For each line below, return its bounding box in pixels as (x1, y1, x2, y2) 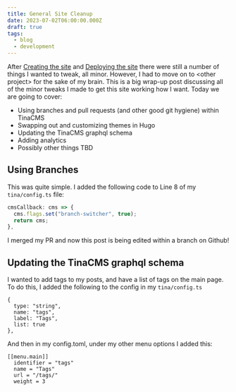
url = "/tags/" (13, 372, 58, 379)
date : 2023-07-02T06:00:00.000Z (7, 17, 102, 24)
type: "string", (13, 302, 61, 310)
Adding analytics (17, 136, 67, 145)
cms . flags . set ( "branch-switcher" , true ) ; (13, 210, 137, 217)
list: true (13, 321, 46, 329)
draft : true (7, 23, 42, 30)
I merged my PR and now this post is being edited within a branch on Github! (7, 236, 230, 245)
